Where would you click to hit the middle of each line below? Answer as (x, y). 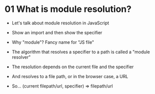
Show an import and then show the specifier (57, 32)
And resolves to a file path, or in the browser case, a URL (70, 76)
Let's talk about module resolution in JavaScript (60, 23)
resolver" (21, 57)
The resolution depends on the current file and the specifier (73, 67)
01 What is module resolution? (68, 9)
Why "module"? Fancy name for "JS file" (53, 42)
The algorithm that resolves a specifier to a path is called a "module (81, 52)
